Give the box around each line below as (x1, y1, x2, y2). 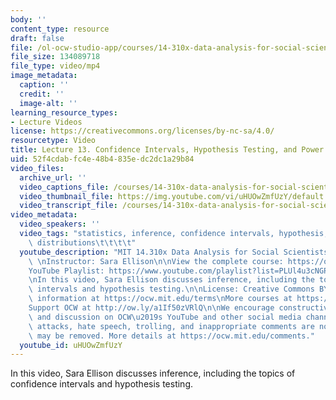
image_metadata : (10, 71, 78, 81)
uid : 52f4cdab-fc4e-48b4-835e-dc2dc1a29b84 (10, 154, 195, 164)
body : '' (10, 14, 47, 25)
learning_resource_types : (10, 107, 118, 118)
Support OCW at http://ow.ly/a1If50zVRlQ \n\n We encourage (28, 303, 275, 313)
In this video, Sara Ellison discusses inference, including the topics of (10, 367, 296, 380)
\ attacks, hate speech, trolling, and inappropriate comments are (28, 321, 315, 331)
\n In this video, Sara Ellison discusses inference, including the (28, 275, 315, 285)
